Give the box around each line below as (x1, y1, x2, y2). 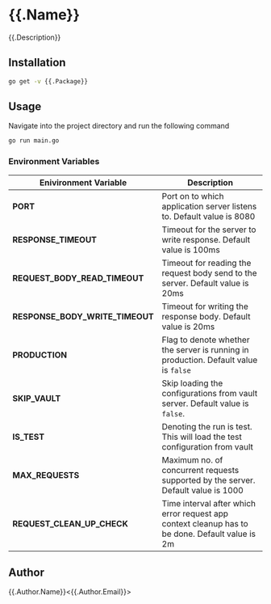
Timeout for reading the (161, 257, 252, 268)
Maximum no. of (161, 454, 223, 466)
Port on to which (161, 190, 224, 201)
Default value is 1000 (161, 484, 244, 496)
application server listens (161, 201, 257, 212)
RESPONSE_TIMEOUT (12, 234, 98, 245)
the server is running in (161, 344, 249, 355)
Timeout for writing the (161, 301, 248, 312)
